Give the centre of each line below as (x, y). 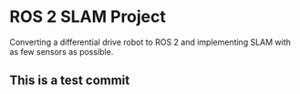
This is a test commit (70, 81)
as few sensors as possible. (62, 51)
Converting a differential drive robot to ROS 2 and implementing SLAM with (150, 42)
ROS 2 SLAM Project (88, 17)
